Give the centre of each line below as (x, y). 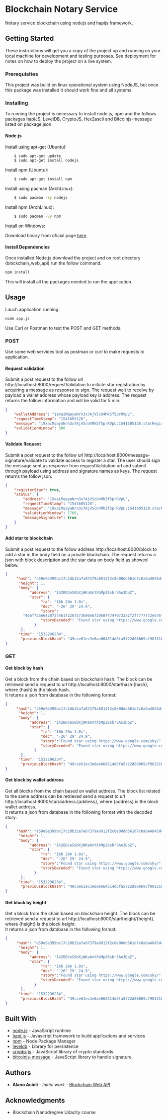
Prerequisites (22, 74)
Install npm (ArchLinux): (30, 207)
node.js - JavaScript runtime (42, 1031)
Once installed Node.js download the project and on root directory (73, 258)
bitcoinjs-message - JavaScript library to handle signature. (73, 1057)
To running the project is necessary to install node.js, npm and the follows (81, 114)
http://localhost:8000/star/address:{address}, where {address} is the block (82, 802)
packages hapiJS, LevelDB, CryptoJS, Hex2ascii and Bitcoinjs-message (79, 119)
